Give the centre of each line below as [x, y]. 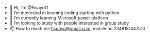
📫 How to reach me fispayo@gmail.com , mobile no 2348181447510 [77, 28]
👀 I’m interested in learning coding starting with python [65, 13]
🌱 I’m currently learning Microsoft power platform [59, 18]
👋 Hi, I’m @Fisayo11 [29, 8]
